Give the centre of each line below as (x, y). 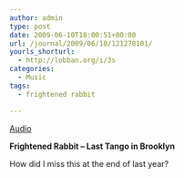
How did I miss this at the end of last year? (89, 163)
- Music (32, 78)
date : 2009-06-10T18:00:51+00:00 (73, 35)
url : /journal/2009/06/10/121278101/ (81, 43)
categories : (32, 69)
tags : (20, 86)
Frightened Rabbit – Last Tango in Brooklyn (92, 146)
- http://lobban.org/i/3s (67, 60)
